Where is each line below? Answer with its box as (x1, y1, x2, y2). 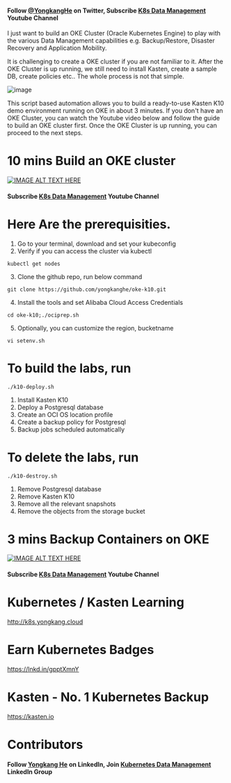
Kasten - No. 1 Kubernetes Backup (7, 690, 209, 705)
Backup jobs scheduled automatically (17, 425, 125, 434)
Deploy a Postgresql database (17, 403, 104, 411)
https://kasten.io (7, 712, 54, 720)
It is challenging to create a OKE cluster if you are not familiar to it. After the (7, 57, 224, 66)
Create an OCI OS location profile (17, 410, 113, 418)
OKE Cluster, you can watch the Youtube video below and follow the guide (7, 114, 221, 122)
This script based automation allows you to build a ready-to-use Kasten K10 (7, 99, 225, 108)
